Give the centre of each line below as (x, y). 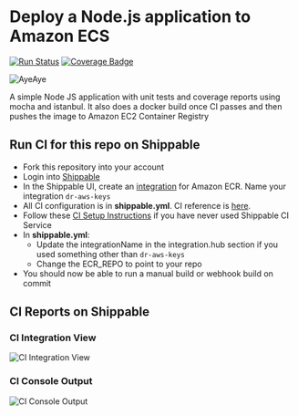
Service (37, 224)
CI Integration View (53, 338)
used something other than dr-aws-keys (110, 254)
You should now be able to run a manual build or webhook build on (148, 273)
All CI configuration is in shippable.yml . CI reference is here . (137, 205)
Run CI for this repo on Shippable (105, 145)
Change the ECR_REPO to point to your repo (119, 264)
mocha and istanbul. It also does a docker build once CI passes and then (146, 106)
